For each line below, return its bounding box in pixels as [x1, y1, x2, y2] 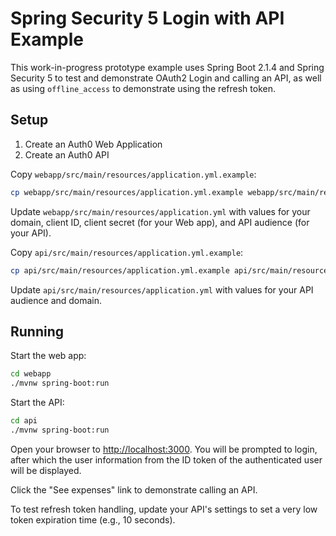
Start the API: [10, 397, 65, 409]
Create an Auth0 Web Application [24, 138, 163, 150]
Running [10, 323, 65, 340]
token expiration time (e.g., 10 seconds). [10, 513, 176, 526]
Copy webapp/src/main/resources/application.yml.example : [10, 168, 257, 180]
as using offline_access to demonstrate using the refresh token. [10, 82, 276, 94]
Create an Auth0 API [24, 148, 110, 161]
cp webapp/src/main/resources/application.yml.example [10, 187, 244, 197]
